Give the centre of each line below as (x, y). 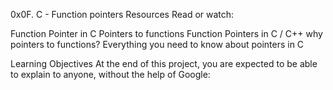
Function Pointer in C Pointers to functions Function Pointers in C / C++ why (166, 33)
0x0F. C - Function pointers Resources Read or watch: (122, 14)
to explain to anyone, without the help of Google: (110, 74)
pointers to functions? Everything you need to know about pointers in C (157, 44)
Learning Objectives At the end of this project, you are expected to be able (164, 63)
